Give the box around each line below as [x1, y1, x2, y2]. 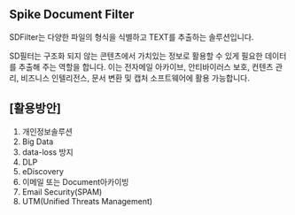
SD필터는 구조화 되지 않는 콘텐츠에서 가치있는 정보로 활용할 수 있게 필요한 [9, 50, 263, 61]
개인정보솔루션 [21, 126, 73, 136]
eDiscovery [21, 165, 65, 176]
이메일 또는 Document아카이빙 [21, 176, 129, 187]
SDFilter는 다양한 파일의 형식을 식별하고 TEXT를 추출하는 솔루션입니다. [9, 31, 254, 42]
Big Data [21, 136, 54, 147]
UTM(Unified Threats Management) [21, 196, 153, 206]
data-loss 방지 [21, 146, 74, 157]
